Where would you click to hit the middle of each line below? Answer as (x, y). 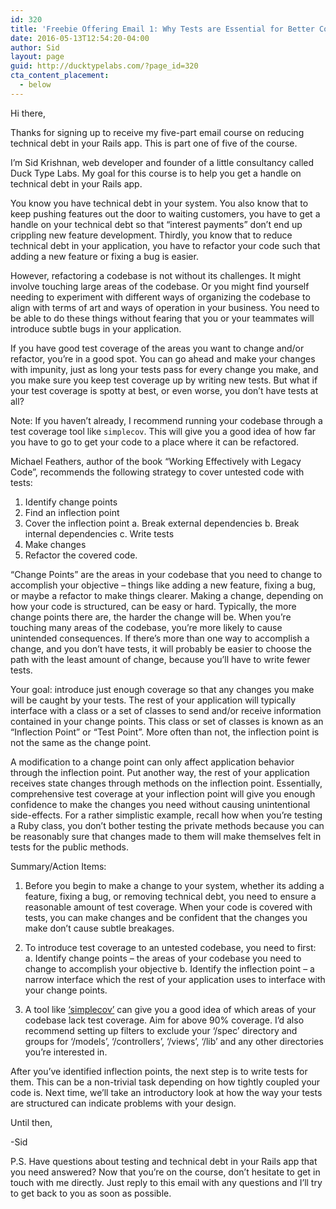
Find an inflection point (72, 512)
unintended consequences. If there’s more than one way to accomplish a (160, 638)
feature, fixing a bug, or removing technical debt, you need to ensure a (170, 896)
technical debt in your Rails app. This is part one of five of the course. (154, 143)
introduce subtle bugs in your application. (96, 328)
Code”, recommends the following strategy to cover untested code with (157, 472)
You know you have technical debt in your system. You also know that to (159, 203)
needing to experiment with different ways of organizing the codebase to (160, 297)
